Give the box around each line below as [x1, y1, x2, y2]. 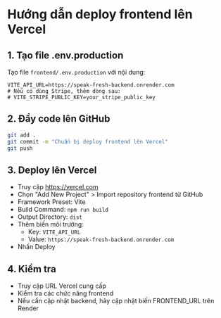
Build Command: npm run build [17, 205, 109, 214]
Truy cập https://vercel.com [17, 183, 99, 191]
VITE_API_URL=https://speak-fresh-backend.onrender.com [7, 82, 175, 89]
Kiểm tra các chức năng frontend [17, 289, 114, 298]
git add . [7, 132, 37, 139]
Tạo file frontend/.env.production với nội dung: [7, 68, 146, 76]
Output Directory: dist [17, 212, 83, 221]
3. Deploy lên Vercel [7, 164, 97, 176]
